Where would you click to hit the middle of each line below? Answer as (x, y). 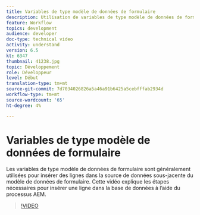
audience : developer (32, 34)
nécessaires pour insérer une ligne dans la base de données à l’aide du (93, 188)
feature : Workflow (29, 23)
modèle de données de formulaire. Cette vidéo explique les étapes (88, 182)
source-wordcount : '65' (36, 100)
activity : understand (33, 45)
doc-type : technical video (40, 39)
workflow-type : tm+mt (33, 94)
